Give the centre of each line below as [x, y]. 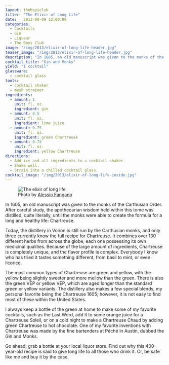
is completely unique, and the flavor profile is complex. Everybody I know [82, 252]
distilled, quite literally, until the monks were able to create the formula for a [84, 215]
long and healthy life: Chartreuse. [40, 221]
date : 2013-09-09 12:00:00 [36, 19]
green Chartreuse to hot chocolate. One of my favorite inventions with [78, 325]
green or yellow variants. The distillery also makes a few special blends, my [84, 289]
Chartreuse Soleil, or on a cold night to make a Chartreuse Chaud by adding [84, 320]
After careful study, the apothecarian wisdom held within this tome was [79, 210]
